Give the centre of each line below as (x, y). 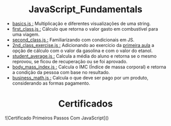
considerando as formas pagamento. (51, 83)
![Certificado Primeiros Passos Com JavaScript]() (57, 118)
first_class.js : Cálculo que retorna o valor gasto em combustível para (85, 29)
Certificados (85, 104)
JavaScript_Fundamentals (85, 9)
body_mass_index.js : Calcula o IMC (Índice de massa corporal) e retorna (89, 67)
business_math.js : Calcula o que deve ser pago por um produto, (80, 78)
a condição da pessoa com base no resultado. (61, 72)
